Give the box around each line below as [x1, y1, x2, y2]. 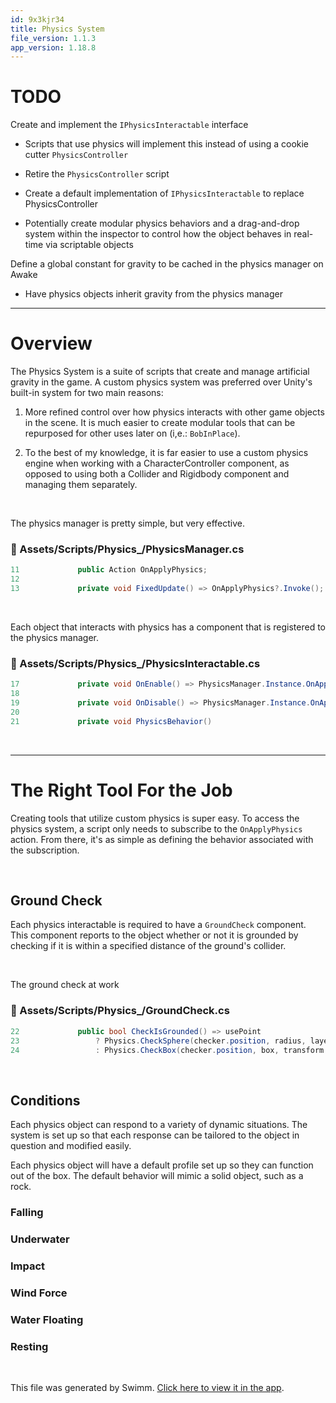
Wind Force [10, 1286, 68, 1300]
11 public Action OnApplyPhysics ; [10, 565, 208, 575]
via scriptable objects [45, 239, 134, 251]
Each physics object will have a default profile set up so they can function [10, 1159, 314, 1171]
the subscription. [10, 844, 80, 856]
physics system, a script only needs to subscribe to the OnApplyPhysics [10, 822, 303, 835]
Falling [10, 1206, 44, 1220]
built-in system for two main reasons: [10, 387, 164, 399]
